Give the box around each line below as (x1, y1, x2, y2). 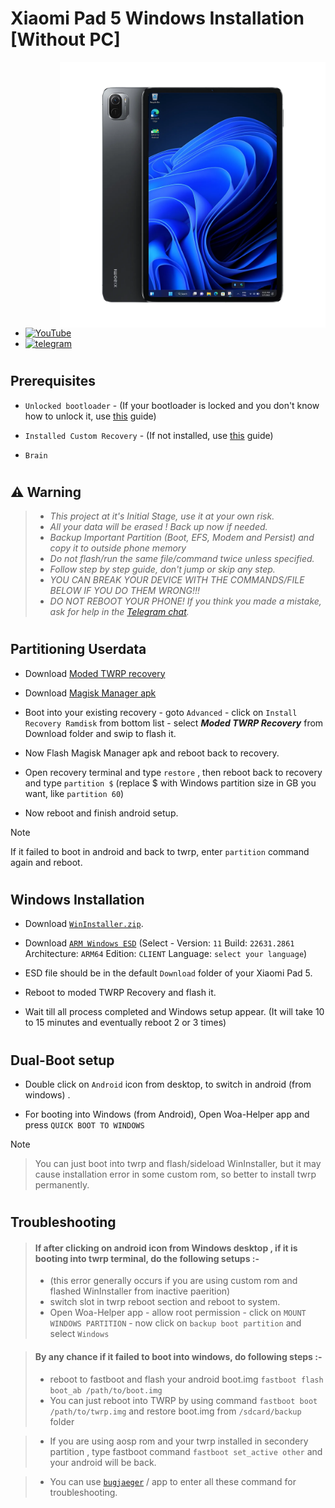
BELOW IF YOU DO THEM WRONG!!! (49, 585, 200, 597)
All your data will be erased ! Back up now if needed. (49, 521, 268, 533)
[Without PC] (10, 28, 121, 51)
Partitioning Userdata (10, 641, 147, 658)
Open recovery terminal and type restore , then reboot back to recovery (24, 766, 323, 778)
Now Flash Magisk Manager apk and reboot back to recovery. (24, 747, 280, 759)
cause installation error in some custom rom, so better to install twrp (34, 1168, 317, 1180)
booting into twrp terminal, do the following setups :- (34, 1252, 260, 1264)
